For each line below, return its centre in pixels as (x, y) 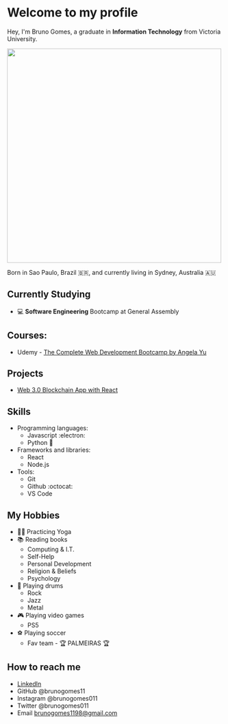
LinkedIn (29, 684)
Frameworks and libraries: (54, 450)
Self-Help (41, 556)
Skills (19, 412)
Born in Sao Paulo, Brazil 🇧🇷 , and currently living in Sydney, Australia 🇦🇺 (112, 272)
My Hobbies (34, 515)
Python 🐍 (40, 443)
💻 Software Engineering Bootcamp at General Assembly (98, 311)
